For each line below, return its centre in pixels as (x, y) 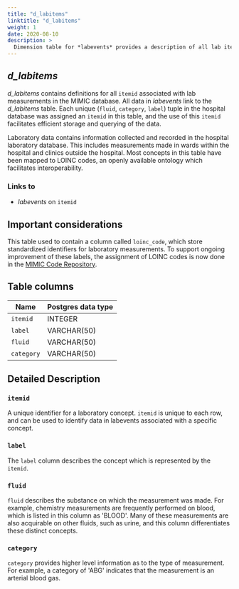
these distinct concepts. (43, 531)
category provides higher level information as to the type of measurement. (116, 563)
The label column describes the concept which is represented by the (109, 460)
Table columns (41, 287)
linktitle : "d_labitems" (44, 21)
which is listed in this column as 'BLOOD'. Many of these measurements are (118, 515)
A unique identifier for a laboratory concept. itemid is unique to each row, (115, 413)
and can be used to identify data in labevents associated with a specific (112, 421)
